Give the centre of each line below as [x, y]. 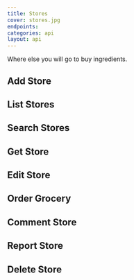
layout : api [24, 40]
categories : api [31, 33]
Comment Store [42, 222]
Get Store [28, 151]
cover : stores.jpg [34, 20]
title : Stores [28, 14]
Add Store [30, 81]
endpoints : [23, 26]
